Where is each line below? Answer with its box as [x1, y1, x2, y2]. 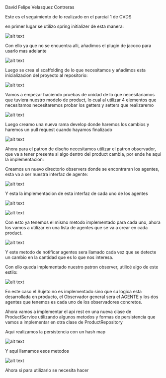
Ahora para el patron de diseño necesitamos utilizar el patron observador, [5, 146, 157, 152]
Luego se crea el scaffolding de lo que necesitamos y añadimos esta [5, 67, 146, 73]
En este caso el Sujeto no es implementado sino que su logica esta [5, 289, 142, 294]
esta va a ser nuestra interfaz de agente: [5, 171, 88, 177]
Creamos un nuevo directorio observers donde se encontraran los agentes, [5, 166, 160, 172]
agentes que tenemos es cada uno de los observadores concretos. [5, 299, 143, 305]
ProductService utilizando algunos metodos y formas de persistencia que [5, 314, 156, 319]
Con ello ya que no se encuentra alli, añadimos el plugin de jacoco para [5, 43, 152, 49]
